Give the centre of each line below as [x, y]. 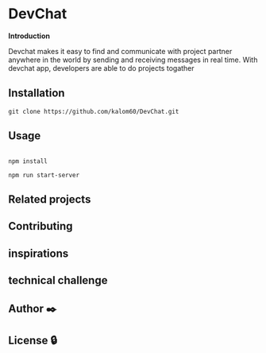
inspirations [39, 253]
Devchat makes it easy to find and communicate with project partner [120, 51]
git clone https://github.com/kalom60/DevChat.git [94, 111]
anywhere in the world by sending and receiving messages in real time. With [133, 60]
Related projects [50, 199]
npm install [28, 161]
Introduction [29, 36]
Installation [37, 93]
